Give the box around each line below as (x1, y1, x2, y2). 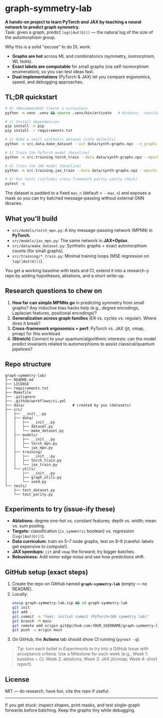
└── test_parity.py (14, 492, 53, 497)
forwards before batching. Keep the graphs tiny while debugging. (5, 707, 136, 713)
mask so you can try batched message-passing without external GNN (5, 195, 145, 201)
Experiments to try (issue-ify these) (5, 505, 115, 513)
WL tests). (12, 58, 33, 64)
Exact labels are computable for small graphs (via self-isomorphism (12, 64, 149, 69)
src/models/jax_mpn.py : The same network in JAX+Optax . (12, 237, 129, 243)
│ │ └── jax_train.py (5, 462, 57, 467)
